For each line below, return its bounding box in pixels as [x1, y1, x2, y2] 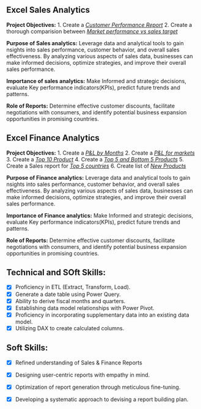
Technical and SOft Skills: [6, 267, 106, 278]
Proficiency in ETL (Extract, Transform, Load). [15, 284, 131, 291]
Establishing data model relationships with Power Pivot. [15, 304, 155, 311]
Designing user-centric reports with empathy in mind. [15, 371, 150, 378]
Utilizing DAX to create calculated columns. [15, 324, 125, 332]
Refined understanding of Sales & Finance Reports [15, 359, 142, 366]
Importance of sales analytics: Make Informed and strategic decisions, [6, 77, 186, 84]
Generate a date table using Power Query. [15, 290, 121, 298]
